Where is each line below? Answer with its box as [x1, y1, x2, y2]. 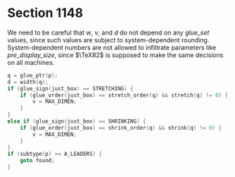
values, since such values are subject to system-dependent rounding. [7, 35, 210, 44]
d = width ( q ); [7, 78, 49, 85]
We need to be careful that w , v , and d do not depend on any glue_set [7, 28, 210, 37]
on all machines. [7, 58, 55, 66]
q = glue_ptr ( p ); [7, 72, 58, 79]
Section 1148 [7, 5, 83, 21]
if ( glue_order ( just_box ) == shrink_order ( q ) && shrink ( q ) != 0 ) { [20, 124, 222, 131]
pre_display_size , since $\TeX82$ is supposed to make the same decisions [7, 51, 224, 59]
